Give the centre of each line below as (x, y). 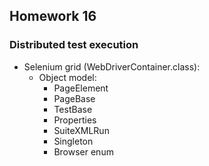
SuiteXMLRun (81, 130)
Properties (75, 120)
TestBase (73, 109)
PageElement (81, 88)
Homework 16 (53, 16)
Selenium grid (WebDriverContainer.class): (112, 66)
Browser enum (83, 151)
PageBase (74, 98)
